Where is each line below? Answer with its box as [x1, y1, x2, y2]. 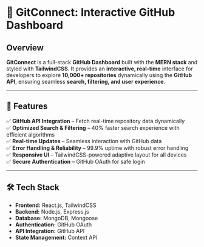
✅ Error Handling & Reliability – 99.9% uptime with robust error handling [6, 144, 189, 151]
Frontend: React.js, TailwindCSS [15, 201, 97, 209]
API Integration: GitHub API [15, 227, 85, 234]
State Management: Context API [15, 234, 98, 241]
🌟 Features [6, 101, 48, 112]
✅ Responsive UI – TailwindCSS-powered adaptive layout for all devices [6, 151, 187, 158]
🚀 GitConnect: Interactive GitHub [6, 5, 175, 19]
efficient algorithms [6, 130, 55, 138]
